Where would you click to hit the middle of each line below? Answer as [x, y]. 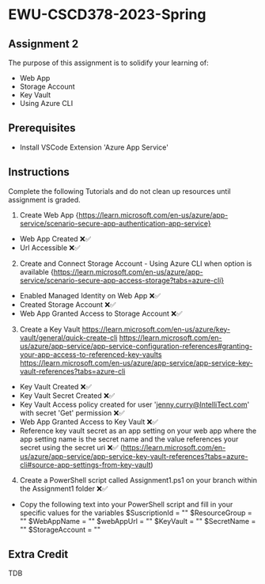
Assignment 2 [44, 44]
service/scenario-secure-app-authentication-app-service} [115, 223]
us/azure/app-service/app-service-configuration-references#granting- [136, 346]
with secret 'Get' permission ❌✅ [72, 412]
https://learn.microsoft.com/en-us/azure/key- [156, 329]
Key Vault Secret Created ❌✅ [67, 395]
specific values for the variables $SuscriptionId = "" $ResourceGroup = [136, 513]
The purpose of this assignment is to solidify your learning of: [108, 63]
